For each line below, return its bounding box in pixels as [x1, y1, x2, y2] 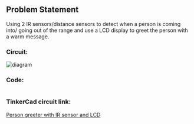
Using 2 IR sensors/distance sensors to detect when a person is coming [6, 20, 181, 27]
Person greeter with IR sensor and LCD [6, 111, 101, 118]
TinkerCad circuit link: [6, 97, 71, 106]
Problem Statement [6, 5, 79, 15]
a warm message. [6, 32, 50, 40]
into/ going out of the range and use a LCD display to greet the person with [6, 27, 189, 34]
